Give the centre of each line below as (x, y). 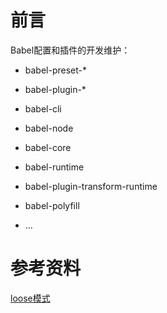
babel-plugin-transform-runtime (91, 186)
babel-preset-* (56, 70)
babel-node (49, 128)
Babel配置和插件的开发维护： (70, 50)
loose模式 (30, 298)
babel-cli (43, 108)
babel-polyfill (52, 205)
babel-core (48, 147)
